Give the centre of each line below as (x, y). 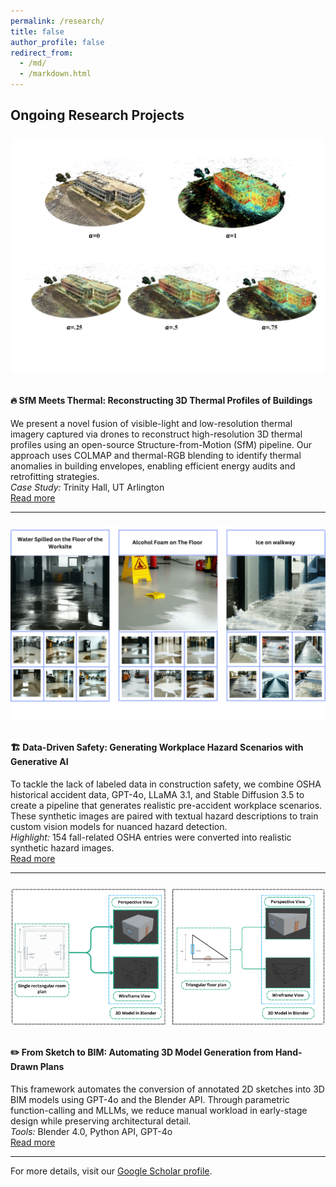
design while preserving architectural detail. (101, 1121)
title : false (37, 31)
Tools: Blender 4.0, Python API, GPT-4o (91, 1132)
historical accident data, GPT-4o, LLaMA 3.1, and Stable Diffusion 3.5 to (157, 794)
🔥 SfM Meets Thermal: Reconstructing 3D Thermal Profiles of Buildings (161, 400)
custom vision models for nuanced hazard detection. (119, 826)
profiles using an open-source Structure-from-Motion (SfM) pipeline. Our (161, 444)
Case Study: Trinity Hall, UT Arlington (87, 487)
